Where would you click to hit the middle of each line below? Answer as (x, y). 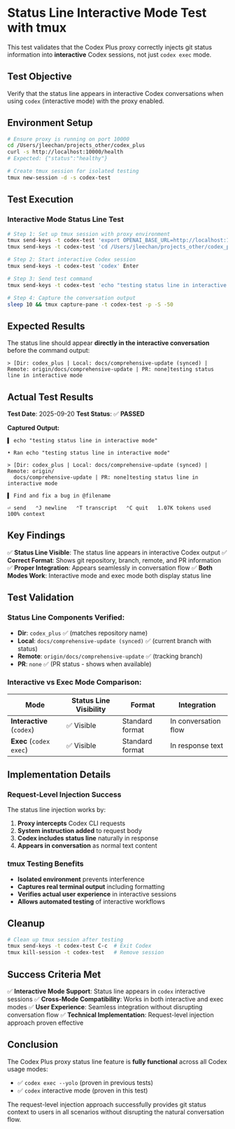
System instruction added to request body (79, 831)
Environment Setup (50, 123)
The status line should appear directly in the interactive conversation (108, 343)
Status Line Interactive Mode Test (107, 13)
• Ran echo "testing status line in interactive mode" (89, 453)
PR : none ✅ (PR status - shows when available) (84, 664)
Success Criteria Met (54, 974)
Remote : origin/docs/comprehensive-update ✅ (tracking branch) (110, 656)
